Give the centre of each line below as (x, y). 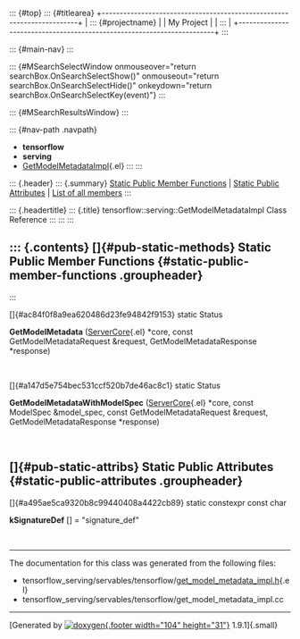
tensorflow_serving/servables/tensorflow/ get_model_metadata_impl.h (150, 580)
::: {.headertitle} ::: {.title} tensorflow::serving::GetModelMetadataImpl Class (148, 210)
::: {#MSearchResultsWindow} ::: (69, 112)
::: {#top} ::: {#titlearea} (52, 13)
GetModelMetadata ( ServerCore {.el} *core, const (101, 332)
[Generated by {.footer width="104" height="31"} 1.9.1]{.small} (144, 625)
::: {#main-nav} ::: (42, 49)
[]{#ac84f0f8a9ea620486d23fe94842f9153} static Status (116, 314)
